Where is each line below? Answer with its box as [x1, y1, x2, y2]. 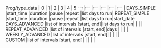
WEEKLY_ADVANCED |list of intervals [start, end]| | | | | [5, 32, 120, 37]
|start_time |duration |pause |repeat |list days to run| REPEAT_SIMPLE [5, 10, 150, 16]
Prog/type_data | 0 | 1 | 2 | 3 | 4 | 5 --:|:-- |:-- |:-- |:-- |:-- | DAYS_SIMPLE [5, 5, 156, 11]
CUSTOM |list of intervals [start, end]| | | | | [5, 37, 95, 43]
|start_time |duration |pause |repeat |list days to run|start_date [5, 16, 135, 21]
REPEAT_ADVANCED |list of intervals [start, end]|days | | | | [5, 26, 128, 32]
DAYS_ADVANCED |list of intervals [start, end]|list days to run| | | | [5, 21, 143, 27]
